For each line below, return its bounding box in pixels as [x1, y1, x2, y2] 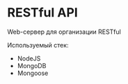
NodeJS [17, 54, 41, 63]
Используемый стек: [7, 41, 69, 49]
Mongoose [17, 69, 49, 77]
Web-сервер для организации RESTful [7, 28, 122, 36]
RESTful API [7, 5, 78, 21]
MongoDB [17, 61, 47, 70]
